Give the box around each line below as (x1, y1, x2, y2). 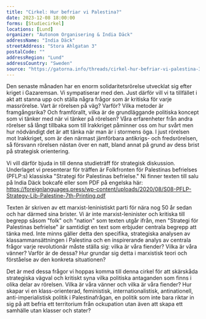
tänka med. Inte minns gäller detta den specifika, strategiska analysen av (6, 230, 191, 238)
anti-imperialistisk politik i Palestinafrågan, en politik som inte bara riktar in (6, 294, 194, 301)
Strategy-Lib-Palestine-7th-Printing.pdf (6, 192, 106, 200)
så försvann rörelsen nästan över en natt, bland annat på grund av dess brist (6, 141, 199, 149)
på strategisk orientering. (6, 148, 71, 155)
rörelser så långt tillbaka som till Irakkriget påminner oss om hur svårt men (6, 122, 194, 129)
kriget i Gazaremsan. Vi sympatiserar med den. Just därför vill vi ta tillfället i (6, 89, 197, 97)
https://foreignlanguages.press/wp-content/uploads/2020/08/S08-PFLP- (6, 186, 192, 193)
